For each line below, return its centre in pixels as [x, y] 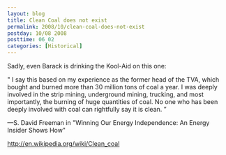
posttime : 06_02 [31, 40]
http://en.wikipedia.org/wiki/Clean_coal [63, 143]
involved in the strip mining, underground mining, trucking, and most [105, 94]
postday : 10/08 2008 [37, 33]
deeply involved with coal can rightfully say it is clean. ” [87, 109]
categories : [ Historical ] [45, 46]
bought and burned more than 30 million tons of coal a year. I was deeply [112, 87]
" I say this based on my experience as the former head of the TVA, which [113, 80]
